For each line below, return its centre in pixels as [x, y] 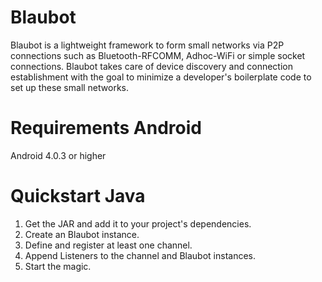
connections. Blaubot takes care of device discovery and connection [151, 66]
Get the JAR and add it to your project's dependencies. [138, 223]
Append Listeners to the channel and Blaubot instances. [140, 255]
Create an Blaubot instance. [82, 234]
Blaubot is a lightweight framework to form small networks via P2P [147, 45]
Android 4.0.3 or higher [58, 155]
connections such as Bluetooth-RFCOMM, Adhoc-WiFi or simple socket [158, 55]
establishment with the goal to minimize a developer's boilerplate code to [161, 77]
